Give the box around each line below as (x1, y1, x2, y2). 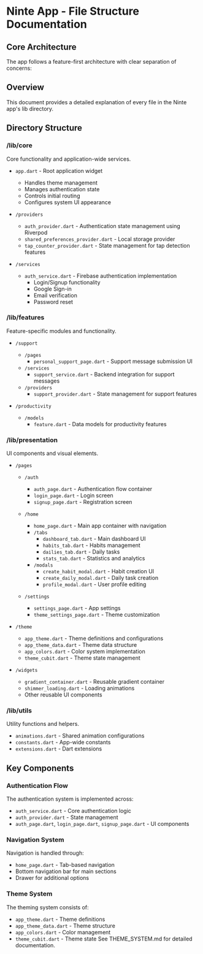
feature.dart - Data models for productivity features (33, 420, 167, 427)
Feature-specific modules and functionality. (6, 327, 117, 335)
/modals (33, 562, 53, 568)
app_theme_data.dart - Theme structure (15, 922, 115, 929)
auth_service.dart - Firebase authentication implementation (24, 272, 177, 280)
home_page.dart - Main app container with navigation (33, 522, 167, 530)
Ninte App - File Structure (6, 4, 140, 18)
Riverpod (24, 229, 48, 236)
